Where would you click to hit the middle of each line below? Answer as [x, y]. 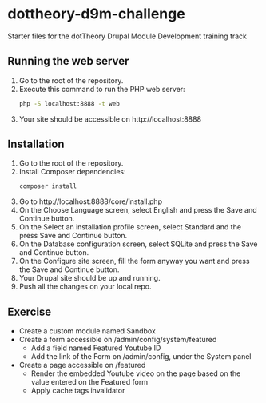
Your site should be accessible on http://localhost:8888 [110, 119]
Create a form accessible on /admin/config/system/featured [118, 340]
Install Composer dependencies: [72, 172]
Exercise [30, 311]
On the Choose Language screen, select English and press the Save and [138, 210]
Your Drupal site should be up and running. [89, 278]
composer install [48, 186]
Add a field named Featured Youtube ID [96, 348]
